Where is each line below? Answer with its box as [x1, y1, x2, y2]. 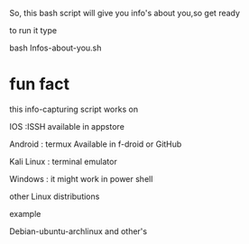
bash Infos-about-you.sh [9, 42, 102, 53]
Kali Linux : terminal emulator [9, 156, 117, 167]
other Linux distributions [9, 191, 100, 202]
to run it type [9, 25, 57, 35]
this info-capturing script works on [9, 104, 138, 114]
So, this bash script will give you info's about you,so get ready [9, 8, 241, 18]
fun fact [9, 74, 70, 95]
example [9, 208, 41, 219]
